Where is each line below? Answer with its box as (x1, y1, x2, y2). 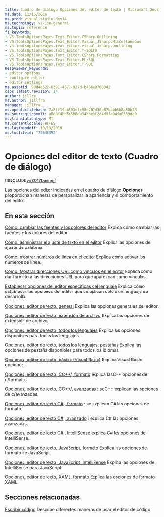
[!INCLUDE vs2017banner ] (5, 178, 57, 183)
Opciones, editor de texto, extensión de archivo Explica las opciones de (5, 313, 150, 318)
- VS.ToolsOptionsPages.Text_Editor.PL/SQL (5, 57, 95, 62)
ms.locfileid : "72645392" (5, 130, 58, 135)
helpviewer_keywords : (5, 67, 49, 71)
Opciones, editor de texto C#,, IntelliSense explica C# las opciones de (5, 430, 146, 436)
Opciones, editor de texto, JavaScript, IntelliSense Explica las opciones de (5, 459, 155, 465)
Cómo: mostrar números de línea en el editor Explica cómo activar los (5, 254, 146, 260)
